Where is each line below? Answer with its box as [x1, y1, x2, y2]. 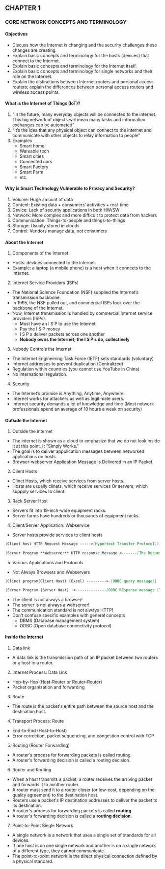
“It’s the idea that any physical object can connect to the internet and [12, 127, 152, 133]
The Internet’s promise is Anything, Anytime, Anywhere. [12, 391, 125, 397]
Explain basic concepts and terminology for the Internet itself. [12, 63, 137, 69]
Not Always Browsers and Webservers [12, 569, 90, 575]
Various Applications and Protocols [12, 559, 83, 565]
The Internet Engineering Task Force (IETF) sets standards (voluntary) [12, 356, 154, 362]
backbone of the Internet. [12, 305, 64, 311]
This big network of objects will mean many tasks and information [12, 116, 146, 122]
